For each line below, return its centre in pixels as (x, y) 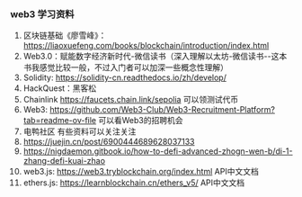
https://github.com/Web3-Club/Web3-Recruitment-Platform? (162, 110)
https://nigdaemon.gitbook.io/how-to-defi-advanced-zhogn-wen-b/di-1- (158, 151)
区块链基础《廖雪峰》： (65, 36)
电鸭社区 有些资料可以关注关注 (80, 131)
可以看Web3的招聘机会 (141, 121)
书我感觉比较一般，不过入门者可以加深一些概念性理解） (125, 67)
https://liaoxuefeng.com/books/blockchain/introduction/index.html (146, 46)
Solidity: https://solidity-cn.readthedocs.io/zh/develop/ (125, 77)
